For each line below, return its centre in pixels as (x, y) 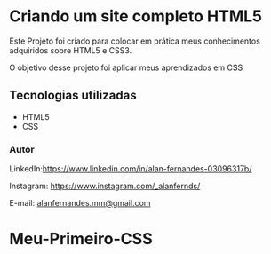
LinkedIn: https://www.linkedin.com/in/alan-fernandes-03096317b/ (131, 169)
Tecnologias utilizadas (73, 95)
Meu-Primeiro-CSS (81, 239)
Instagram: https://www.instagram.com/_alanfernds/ (105, 186)
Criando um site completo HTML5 (135, 16)
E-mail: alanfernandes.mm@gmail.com (80, 203)
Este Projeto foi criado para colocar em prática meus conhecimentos (135, 41)
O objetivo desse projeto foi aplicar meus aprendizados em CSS (126, 67)
